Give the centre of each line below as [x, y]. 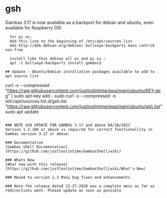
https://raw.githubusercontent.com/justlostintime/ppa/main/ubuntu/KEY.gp [84, 91]
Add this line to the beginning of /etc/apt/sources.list [71, 41]
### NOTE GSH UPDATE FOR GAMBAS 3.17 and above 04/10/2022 [68, 125]
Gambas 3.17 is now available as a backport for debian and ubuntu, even [79, 22]
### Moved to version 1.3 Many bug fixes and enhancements [68, 177]
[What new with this [27, 164]
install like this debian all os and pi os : [58, 58]
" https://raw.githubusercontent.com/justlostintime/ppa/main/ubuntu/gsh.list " [84, 106]
